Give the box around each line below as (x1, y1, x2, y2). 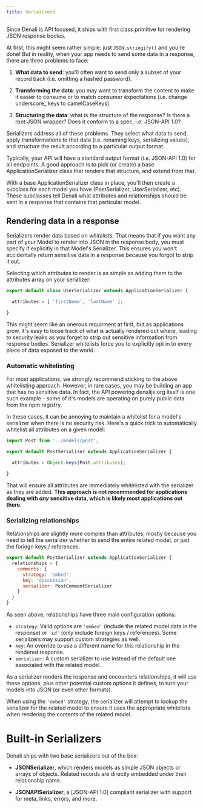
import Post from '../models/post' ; (6, 438, 99, 444)
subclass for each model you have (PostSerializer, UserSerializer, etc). (6, 185, 182, 193)
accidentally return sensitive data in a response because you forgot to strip (6, 252, 194, 259)
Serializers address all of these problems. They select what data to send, (6, 129, 188, 137)
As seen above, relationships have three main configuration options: (6, 611, 176, 618)
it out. (6, 258, 21, 265)
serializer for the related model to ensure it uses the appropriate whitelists (6, 704, 191, 711)
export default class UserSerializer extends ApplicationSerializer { (6, 288, 188, 294)
